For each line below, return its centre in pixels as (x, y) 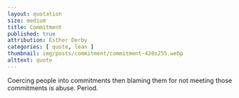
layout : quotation (35, 14)
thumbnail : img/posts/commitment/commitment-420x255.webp (95, 54)
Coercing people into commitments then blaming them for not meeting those (120, 80)
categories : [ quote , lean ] (51, 47)
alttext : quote (30, 60)
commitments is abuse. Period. (53, 88)
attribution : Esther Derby (47, 40)
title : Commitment (35, 27)
